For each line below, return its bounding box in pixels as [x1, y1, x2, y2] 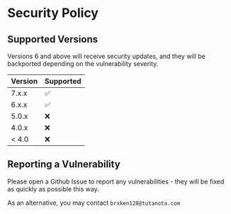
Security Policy [7, 5, 99, 21]
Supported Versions [7, 33, 98, 45]
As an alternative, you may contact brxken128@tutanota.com [7, 198, 181, 207]
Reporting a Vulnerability [7, 158, 120, 171]
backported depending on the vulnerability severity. [7, 60, 159, 68]
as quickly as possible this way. [7, 184, 99, 193]
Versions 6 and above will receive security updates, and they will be [7, 52, 205, 60]
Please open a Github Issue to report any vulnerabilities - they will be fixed [7, 177, 225, 186]
